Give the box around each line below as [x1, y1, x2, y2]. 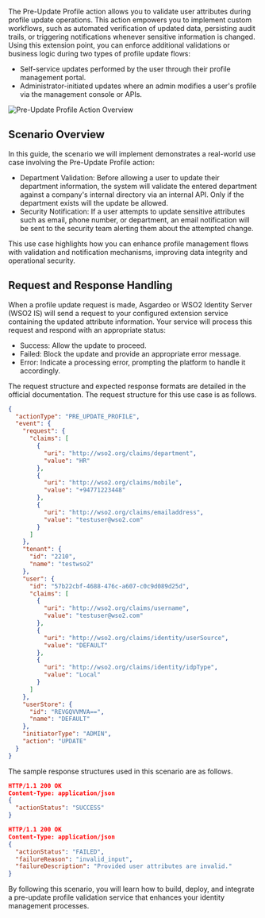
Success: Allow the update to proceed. [19, 341, 147, 350]
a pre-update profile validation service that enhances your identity [8, 893, 225, 902]
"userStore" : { [22, 700, 73, 708]
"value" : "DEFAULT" [43, 641, 109, 650]
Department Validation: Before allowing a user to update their [19, 172, 220, 182]
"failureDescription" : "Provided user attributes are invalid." [15, 862, 232, 870]
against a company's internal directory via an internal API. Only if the [19, 190, 244, 199]
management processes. [8, 901, 90, 911]
